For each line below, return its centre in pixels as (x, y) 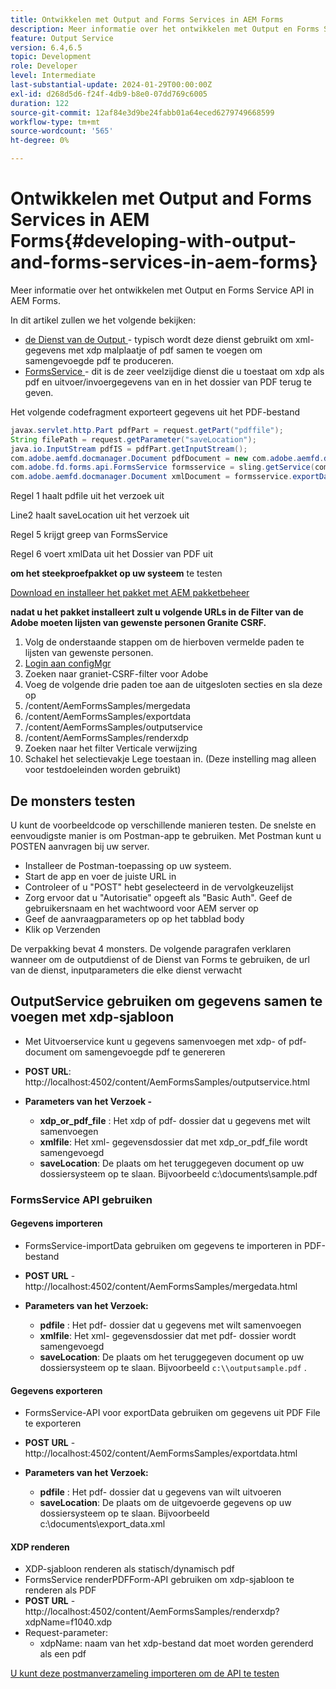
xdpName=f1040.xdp (68, 1622)
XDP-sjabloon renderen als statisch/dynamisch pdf (129, 1569)
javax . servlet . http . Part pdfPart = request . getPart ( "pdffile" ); (147, 430)
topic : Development (51, 57)
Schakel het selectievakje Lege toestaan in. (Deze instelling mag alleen (170, 759)
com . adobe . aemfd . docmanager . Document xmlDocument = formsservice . (151, 477)
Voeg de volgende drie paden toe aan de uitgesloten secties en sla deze (173, 685)
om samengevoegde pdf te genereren (147, 1052)
